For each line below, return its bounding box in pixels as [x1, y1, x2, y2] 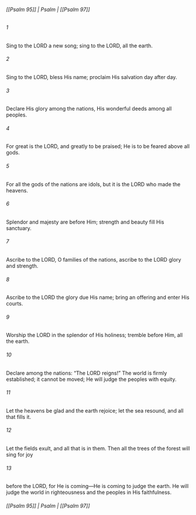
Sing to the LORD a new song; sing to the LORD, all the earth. [6, 42, 153, 49]
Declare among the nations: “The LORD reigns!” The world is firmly [6, 369, 167, 376]
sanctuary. [6, 224, 32, 232]
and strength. [6, 262, 39, 270]
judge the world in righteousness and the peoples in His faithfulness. [6, 489, 172, 496]
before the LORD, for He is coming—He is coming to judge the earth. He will [6, 483, 189, 490]
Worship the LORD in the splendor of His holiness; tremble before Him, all [6, 332, 183, 339]
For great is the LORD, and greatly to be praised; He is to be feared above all [6, 143, 190, 150]
